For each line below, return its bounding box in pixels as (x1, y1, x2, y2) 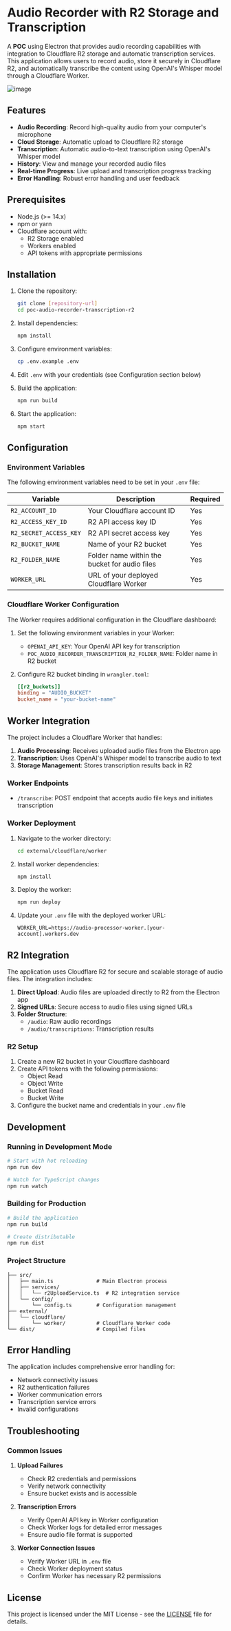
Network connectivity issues (16, 1376, 98, 1384)
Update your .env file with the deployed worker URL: (16, 911, 166, 919)
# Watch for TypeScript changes (7, 1176, 100, 1183)
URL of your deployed (87, 571, 158, 580)
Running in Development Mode (7, 1141, 112, 1151)
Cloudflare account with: (16, 227, 87, 235)
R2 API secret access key (87, 528, 170, 538)
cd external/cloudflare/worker (16, 847, 107, 854)
